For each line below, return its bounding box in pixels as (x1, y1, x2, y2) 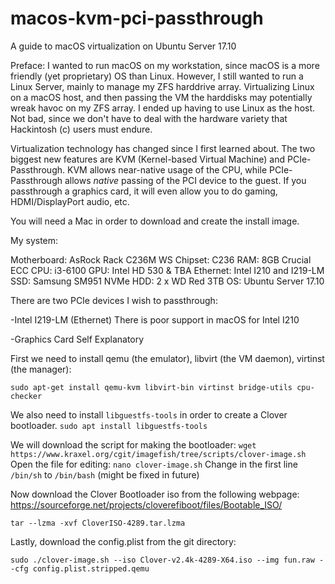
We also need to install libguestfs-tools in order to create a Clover (10, 408, 288, 421)
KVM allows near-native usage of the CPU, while (66, 163, 268, 176)
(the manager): (10, 363, 72, 375)
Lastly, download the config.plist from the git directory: (10, 535, 237, 547)
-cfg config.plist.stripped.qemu (10, 563, 150, 574)
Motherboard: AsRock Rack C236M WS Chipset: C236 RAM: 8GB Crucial (10, 253, 312, 266)
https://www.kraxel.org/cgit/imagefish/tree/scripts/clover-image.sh (10, 449, 307, 459)
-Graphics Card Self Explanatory (10, 333, 145, 345)
